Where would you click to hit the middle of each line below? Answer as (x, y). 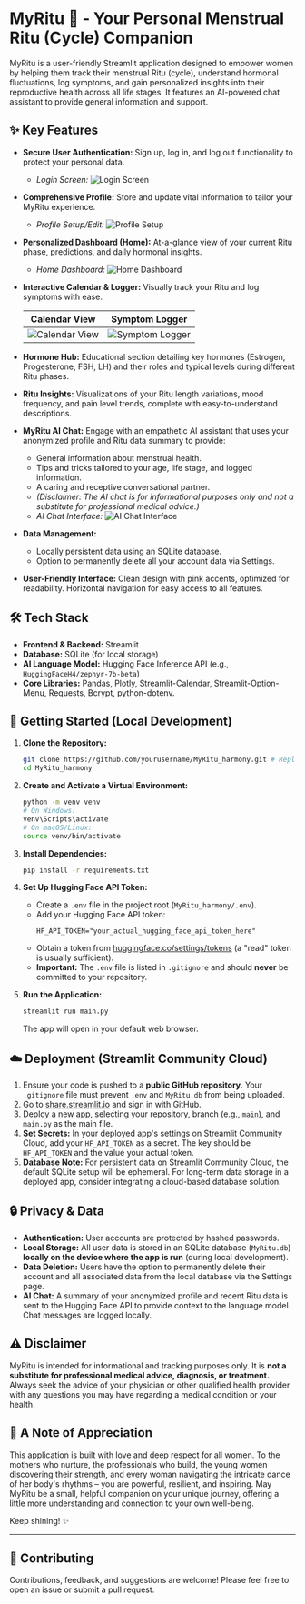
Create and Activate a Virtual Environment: (105, 786)
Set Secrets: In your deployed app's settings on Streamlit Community (152, 1133)
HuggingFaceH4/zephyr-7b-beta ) (81, 673)
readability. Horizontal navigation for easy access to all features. (143, 588)
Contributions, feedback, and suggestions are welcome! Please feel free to (149, 1580)
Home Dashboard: (71, 269)
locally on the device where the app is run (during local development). (155, 1257)
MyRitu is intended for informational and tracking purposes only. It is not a (148, 1365)
